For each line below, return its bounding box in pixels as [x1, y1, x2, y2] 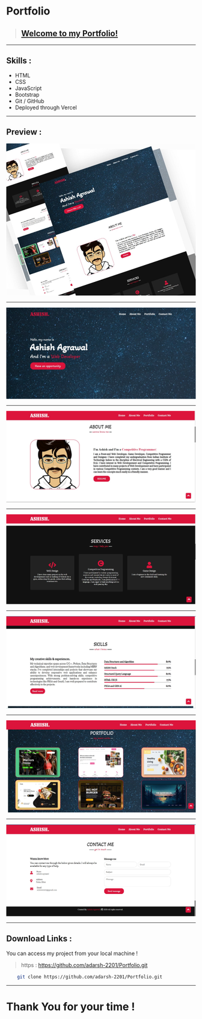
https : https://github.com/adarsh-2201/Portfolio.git [20, 961, 148, 968]
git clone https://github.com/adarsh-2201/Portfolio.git [17, 974, 163, 980]
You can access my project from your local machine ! [6, 950, 138, 957]
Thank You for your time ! [6, 1000, 135, 1014]
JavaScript [14, 85, 42, 92]
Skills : [6, 56, 32, 66]
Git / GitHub [14, 97, 44, 104]
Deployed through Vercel [14, 104, 77, 111]
